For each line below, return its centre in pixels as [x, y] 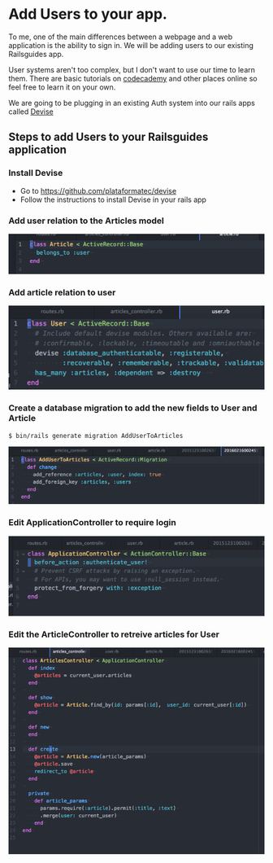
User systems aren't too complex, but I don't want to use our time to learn [132, 69]
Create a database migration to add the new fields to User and [133, 408]
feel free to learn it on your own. [62, 87]
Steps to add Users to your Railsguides [108, 137]
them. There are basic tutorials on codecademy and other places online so [133, 78]
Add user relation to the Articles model [86, 221]
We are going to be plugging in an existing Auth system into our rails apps [132, 103]
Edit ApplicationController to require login [92, 523]
